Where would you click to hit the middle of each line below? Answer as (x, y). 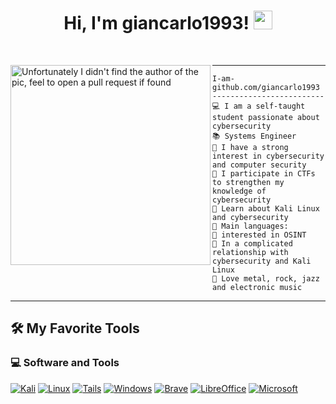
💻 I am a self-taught (259, 106)
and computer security (259, 165)
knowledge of (239, 191)
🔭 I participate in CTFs (264, 173)
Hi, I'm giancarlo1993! (156, 23)
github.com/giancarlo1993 (266, 87)
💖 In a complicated (252, 243)
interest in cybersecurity (268, 156)
